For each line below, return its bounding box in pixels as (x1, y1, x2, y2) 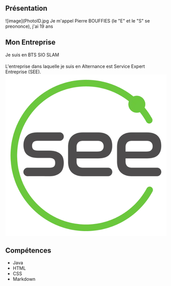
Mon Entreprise (5, 38, 56, 47)
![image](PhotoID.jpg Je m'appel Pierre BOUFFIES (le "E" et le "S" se (5, 17, 150, 24)
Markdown (12, 276, 36, 282)
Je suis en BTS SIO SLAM (5, 51, 59, 58)
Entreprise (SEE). (5, 69, 41, 75)
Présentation (5, 4, 48, 13)
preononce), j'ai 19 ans (5, 23, 53, 29)
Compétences (5, 246, 52, 255)
